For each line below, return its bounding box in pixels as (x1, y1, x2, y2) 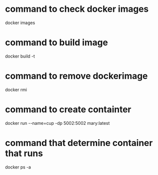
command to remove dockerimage (5, 70, 148, 82)
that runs (5, 147, 43, 159)
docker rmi (5, 87, 27, 92)
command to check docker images (5, 3, 149, 15)
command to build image (5, 37, 108, 48)
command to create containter (5, 104, 132, 115)
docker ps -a (5, 164, 31, 170)
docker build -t (5, 53, 35, 59)
